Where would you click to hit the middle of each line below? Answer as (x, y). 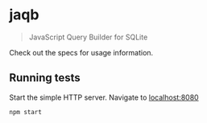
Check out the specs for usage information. (81, 52)
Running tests (45, 78)
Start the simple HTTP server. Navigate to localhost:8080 (104, 97)
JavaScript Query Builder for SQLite (88, 37)
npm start (26, 112)
